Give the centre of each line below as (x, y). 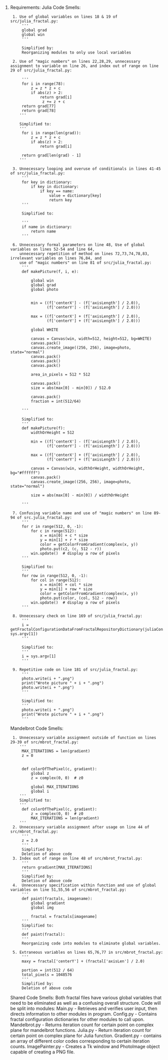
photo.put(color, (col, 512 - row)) (79, 598)
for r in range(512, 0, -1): (52, 526)
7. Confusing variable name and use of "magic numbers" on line (82, 513)
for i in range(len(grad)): (51, 133)
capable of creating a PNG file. (42, 1052)
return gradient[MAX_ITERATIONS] (57, 867)
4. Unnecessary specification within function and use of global (84, 885)
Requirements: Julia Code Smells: (45, 7)
